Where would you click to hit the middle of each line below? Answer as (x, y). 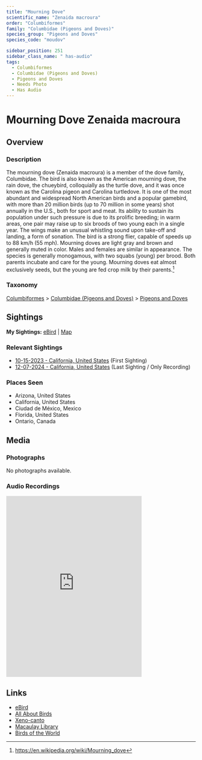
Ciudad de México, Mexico (48, 408)
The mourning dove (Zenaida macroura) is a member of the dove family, (95, 172)
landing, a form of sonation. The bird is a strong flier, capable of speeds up (99, 236)
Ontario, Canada (35, 421)
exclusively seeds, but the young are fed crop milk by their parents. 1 (90, 269)
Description (24, 159)
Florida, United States (42, 415)
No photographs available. (39, 470)
